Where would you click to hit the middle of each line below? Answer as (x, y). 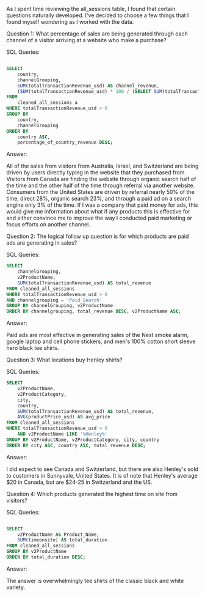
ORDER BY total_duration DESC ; (46, 557)
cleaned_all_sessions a (48, 103)
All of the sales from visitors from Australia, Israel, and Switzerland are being (103, 166)
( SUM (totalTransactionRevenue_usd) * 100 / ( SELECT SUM (90, 91)
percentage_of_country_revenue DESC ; (65, 143)
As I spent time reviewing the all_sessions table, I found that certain (91, 9)
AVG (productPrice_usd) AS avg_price (64, 417)
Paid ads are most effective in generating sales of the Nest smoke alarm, (98, 335)
